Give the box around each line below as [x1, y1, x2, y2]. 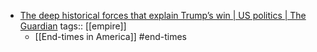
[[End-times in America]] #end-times [34, 31, 187, 42]
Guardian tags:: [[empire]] [19, 20, 127, 32]
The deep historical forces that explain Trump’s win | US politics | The [19, 10, 307, 21]
